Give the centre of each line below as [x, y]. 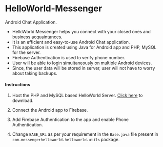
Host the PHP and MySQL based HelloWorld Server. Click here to [77, 96]
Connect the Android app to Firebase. [50, 110]
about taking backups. [35, 73]
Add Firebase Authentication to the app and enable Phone [70, 120]
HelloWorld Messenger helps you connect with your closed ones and [81, 31]
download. [23, 100]
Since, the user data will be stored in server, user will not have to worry [83, 68]
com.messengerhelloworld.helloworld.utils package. [66, 140]
